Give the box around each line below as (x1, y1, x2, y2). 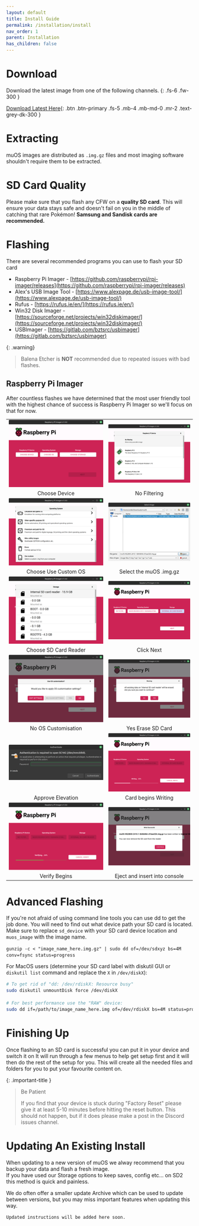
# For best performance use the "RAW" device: (6, 1000, 123, 1006)
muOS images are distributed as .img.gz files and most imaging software (6, 151, 184, 159)
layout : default (6, 10, 46, 15)
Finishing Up (6, 1026, 69, 1039)
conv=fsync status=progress (6, 952, 76, 959)
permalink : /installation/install (6, 22, 92, 28)
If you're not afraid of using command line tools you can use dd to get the (6, 915, 186, 922)
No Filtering (135, 490, 164, 497)
